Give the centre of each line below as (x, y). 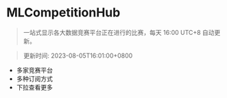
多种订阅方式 (34, 78)
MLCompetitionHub (63, 13)
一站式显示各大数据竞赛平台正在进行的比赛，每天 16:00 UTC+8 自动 (119, 32)
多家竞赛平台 (34, 70)
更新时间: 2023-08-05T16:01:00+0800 (78, 56)
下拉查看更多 (34, 87)
